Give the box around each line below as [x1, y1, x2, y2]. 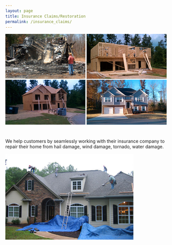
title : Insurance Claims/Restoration [5, 13, 86, 19]
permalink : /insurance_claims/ [5, 19, 72, 24]
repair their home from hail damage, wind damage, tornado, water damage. [5, 144, 164, 150]
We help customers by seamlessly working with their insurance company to [5, 138, 165, 145]
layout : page [5, 8, 33, 13]
